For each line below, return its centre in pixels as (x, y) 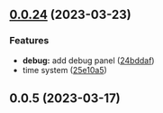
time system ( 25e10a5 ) (65, 70)
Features (29, 41)
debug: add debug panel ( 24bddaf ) (88, 60)
